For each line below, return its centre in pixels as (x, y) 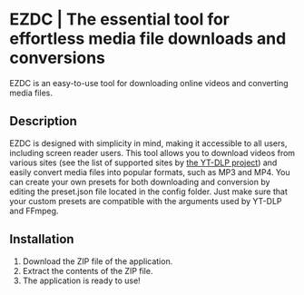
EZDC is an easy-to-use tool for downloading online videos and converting (149, 83)
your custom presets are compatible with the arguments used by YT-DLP (146, 201)
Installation (42, 239)
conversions (58, 58)
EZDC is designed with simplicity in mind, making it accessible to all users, (148, 143)
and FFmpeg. (34, 211)
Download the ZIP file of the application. (98, 261)
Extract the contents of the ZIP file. (88, 270)
